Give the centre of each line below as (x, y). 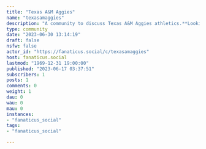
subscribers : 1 (26, 74)
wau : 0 (15, 103)
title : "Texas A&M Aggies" (41, 12)
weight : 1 (19, 92)
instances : (20, 114)
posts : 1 (17, 80)
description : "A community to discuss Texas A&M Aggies (79, 23)
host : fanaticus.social (37, 57)
